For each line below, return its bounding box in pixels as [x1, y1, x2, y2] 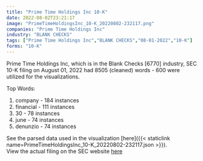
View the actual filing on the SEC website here [6, 148, 123, 155]
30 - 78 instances [15, 110, 60, 117]
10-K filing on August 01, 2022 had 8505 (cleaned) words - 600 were [6, 66, 180, 73]
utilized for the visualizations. [6, 73, 80, 80]
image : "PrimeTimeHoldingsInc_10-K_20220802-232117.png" [6, 20, 155, 26]
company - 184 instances [15, 96, 79, 104]
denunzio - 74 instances [15, 122, 76, 130]
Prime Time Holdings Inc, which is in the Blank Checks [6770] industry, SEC [6, 59, 197, 67]
